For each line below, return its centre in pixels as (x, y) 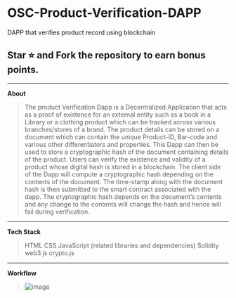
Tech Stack (24, 232)
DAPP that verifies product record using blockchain (81, 32)
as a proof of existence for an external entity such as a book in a (118, 115)
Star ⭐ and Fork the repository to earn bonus (106, 55)
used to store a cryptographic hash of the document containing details (126, 152)
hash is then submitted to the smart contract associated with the (118, 189)
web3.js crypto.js (50, 253)
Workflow (22, 273)
